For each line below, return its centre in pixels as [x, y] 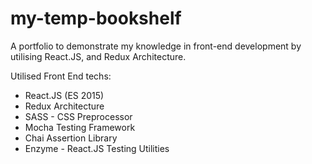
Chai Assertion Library [71, 138]
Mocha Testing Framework [80, 127]
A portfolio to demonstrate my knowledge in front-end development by [156, 46]
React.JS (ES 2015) [64, 95]
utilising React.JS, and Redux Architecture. [98, 56]
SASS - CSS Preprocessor [78, 116]
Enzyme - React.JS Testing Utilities [97, 148]
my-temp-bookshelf [96, 18]
